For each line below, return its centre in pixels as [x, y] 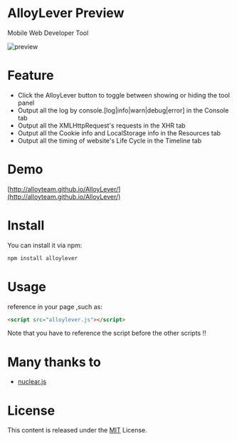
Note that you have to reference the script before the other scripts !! [107, 333]
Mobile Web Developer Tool [48, 33]
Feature [31, 76]
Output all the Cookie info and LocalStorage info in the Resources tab [119, 133]
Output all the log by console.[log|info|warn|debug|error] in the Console [123, 110]
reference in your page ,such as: [55, 306]
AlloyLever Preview [66, 13]
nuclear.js [32, 382]
